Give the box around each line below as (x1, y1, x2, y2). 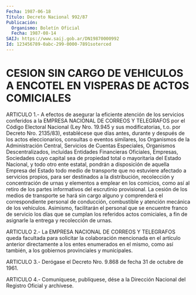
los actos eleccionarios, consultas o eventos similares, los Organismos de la (6, 135, 190, 143)
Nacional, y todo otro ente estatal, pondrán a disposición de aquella (6, 161, 170, 168)
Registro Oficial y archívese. (6, 282, 74, 289)
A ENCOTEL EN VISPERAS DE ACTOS (6, 79, 190, 93)
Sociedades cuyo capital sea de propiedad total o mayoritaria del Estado (6, 154, 181, 161)
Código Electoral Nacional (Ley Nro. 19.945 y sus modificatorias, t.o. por (6, 123, 181, 130)
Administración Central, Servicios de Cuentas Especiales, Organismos (6, 142, 175, 149)
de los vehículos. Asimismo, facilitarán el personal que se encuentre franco (6, 204, 188, 211)
